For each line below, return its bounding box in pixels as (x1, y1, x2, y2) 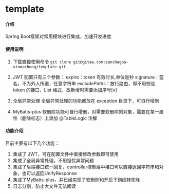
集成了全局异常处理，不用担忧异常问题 (12, 157, 94, 163)
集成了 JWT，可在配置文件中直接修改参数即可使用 (12, 151, 119, 157)
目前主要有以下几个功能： (5, 140, 60, 146)
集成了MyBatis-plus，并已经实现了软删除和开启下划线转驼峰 (12, 177, 140, 183)
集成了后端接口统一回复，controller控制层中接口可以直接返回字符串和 (12, 164, 159, 170)
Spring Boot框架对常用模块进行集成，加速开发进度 (5, 33, 111, 40)
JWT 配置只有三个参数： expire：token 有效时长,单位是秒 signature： (12, 74, 160, 80)
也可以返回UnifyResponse (22, 170, 77, 176)
